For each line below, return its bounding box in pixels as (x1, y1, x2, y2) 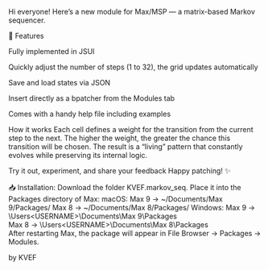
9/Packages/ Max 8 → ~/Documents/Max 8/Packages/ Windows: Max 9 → (8, 203, 256, 212)
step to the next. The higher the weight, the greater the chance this (8, 133, 231, 143)
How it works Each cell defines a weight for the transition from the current (8, 125, 254, 134)
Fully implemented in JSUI (8, 47, 95, 56)
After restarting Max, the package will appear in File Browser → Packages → (8, 229, 262, 238)
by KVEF (8, 253, 37, 262)
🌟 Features (8, 31, 44, 40)
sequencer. (8, 15, 46, 25)
